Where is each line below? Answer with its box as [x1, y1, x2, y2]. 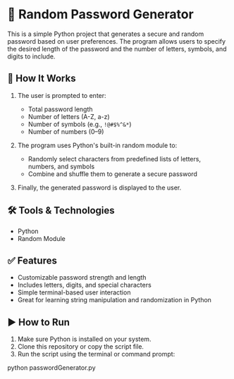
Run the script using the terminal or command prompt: [17, 350, 175, 359]
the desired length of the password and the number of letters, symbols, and [7, 44, 227, 53]
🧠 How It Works [7, 73, 76, 85]
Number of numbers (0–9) [27, 127, 104, 136]
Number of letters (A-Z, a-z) [27, 112, 111, 120]
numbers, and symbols [27, 162, 95, 170]
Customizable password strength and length [17, 273, 147, 282]
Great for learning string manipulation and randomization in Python [17, 296, 211, 304]
